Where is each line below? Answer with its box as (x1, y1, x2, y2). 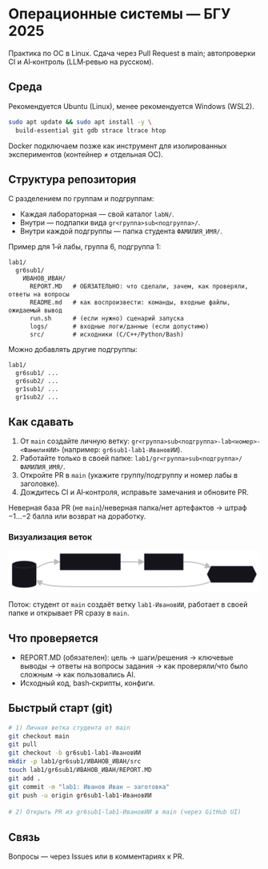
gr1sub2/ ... (15, 394, 59, 402)
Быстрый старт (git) (8, 701, 114, 715)
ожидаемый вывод (8, 306, 62, 315)
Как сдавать (8, 414, 74, 429)
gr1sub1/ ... (15, 386, 59, 394)
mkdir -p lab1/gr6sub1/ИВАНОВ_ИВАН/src (8, 758, 142, 766)
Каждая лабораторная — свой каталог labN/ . (19, 209, 174, 219)
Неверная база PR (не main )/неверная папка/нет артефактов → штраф (8, 503, 247, 513)
